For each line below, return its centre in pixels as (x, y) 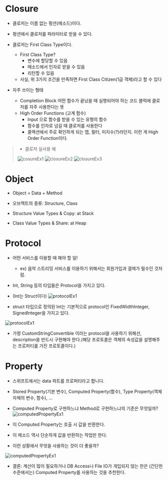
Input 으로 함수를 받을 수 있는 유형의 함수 (67, 119)
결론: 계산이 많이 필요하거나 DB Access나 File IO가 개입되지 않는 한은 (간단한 (87, 466)
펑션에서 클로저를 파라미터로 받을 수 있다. (52, 34)
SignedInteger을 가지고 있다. (41, 313)
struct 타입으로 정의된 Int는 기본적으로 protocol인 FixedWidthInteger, (81, 307)
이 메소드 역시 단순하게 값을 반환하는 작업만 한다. (60, 435)
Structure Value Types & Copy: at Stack (53, 213)
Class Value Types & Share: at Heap (49, 223)
